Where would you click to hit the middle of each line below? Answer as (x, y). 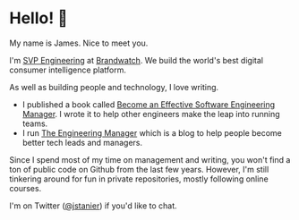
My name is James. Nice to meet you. (79, 43)
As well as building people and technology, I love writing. (114, 87)
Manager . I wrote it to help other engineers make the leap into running (151, 114)
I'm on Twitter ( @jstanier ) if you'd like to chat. (93, 206)
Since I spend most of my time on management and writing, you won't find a (150, 159)
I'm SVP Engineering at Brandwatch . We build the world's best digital (137, 60)
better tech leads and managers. (82, 142)
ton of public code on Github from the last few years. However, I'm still (139, 169)
